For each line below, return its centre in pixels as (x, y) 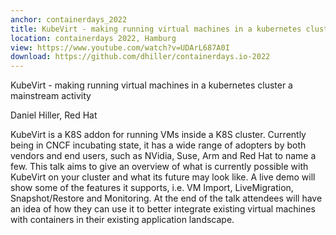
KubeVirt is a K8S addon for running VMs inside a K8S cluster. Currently (158, 135)
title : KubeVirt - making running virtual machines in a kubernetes (156, 29)
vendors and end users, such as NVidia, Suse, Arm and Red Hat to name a (163, 156)
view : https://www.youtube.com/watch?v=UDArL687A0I (120, 47)
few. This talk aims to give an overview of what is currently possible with (159, 167)
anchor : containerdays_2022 (69, 19)
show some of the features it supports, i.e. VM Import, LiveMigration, (152, 188)
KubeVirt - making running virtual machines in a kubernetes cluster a (151, 85)
